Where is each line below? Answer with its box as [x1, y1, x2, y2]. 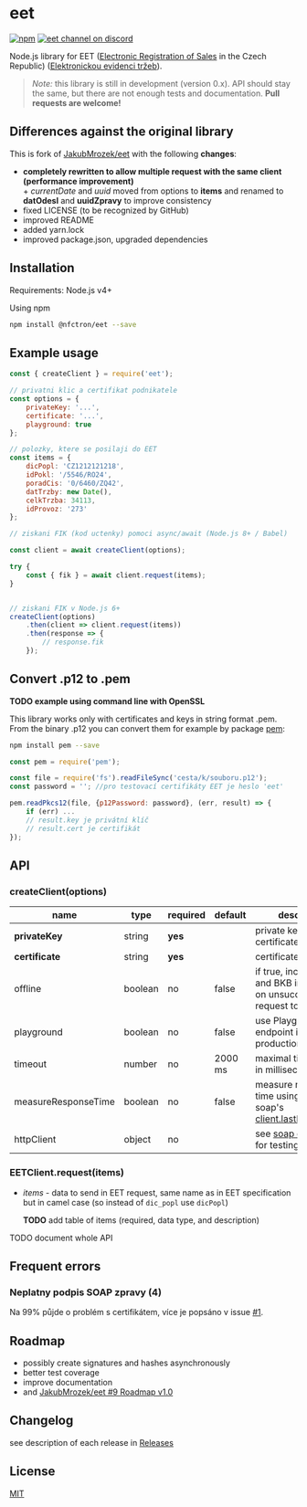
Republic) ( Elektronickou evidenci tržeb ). [9, 60, 163, 71]
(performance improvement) [22, 175, 134, 186]
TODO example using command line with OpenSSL [9, 695, 206, 706]
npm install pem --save [9, 741, 101, 750]
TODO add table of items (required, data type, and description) [22, 1214, 260, 1226]
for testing [255, 1139, 300, 1152]
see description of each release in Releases [9, 1437, 174, 1448]
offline [14, 983, 42, 996]
